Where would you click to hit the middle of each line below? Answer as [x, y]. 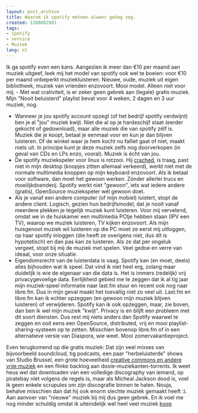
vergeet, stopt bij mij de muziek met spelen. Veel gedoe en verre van [98, 248]
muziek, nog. [22, 105]
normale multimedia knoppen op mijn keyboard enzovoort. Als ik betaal [101, 173]
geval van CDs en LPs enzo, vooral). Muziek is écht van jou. [87, 154]
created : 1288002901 [32, 22]
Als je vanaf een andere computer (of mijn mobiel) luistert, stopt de [96, 197]
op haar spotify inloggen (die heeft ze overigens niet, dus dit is [91, 235]
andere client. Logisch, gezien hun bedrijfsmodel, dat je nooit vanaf [97, 204]
